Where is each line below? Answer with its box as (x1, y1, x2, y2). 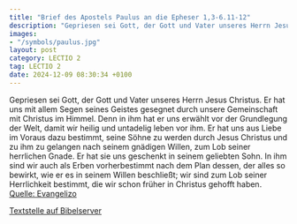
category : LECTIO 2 (9, 54, 81, 63)
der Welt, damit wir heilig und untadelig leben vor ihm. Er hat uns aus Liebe (9, 123, 282, 133)
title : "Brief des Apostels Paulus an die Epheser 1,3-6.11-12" (9, 12, 251, 22)
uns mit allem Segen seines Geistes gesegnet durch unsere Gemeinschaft (9, 103, 278, 115)
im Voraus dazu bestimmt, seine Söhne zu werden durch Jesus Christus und (9, 131, 288, 142)
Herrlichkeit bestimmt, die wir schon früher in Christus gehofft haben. (9, 178, 263, 190)
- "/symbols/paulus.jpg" (9, 37, 101, 47)
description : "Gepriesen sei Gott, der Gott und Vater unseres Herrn (9, 21, 271, 30)
